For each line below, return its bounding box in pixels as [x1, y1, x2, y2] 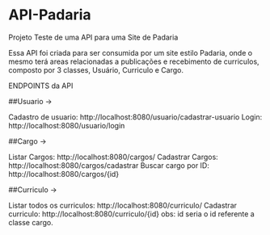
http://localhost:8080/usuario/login [8, 120, 125, 130]
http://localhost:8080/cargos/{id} [8, 169, 120, 178]
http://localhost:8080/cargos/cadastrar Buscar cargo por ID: [8, 160, 210, 170]
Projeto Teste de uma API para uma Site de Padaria [8, 32, 179, 42]
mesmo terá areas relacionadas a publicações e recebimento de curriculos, [8, 57, 260, 66]
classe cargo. [8, 217, 54, 227]
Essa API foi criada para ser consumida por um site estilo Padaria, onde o [8, 48, 253, 57]
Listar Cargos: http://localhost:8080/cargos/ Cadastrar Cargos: [8, 152, 218, 162]
